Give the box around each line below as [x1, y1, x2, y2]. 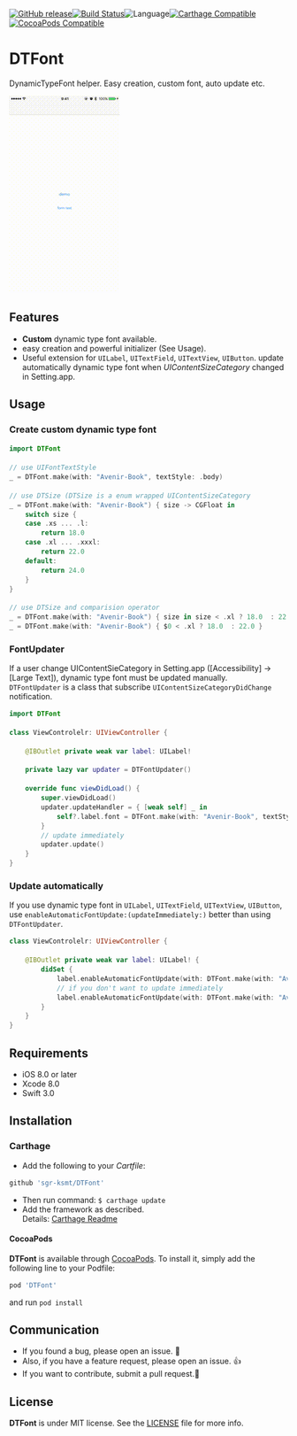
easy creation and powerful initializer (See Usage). [21, 343, 207, 353]
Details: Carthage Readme [21, 1213, 118, 1224]
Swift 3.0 [21, 1087, 55, 1098]
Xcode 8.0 [21, 1078, 60, 1089]
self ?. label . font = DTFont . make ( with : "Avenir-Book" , [56, 812, 259, 821]
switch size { [25, 510, 77, 519]
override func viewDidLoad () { [25, 784, 141, 793]
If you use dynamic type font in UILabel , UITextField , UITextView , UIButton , [9, 899, 283, 911]
